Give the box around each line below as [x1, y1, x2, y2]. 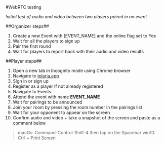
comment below [12, 120, 46, 126]
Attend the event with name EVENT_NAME [12, 94, 100, 100]
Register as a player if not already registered [12, 83, 103, 89]
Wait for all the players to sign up [12, 38, 80, 44]
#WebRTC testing [5, 4, 41, 10]
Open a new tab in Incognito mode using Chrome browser [12, 68, 131, 73]
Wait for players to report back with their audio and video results [12, 49, 144, 54]
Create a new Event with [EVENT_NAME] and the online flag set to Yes [12, 33, 156, 38]
